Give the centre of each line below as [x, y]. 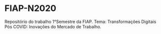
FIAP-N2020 [31, 8]
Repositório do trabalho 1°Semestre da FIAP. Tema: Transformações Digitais [80, 22]
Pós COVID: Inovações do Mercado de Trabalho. [53, 26]
